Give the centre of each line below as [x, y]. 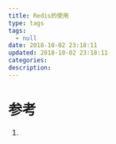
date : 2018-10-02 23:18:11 [53, 46]
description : [30, 68]
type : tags [26, 23]
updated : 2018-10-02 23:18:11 [58, 53]
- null [26, 38]
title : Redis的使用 [39, 16]
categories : [28, 61]
